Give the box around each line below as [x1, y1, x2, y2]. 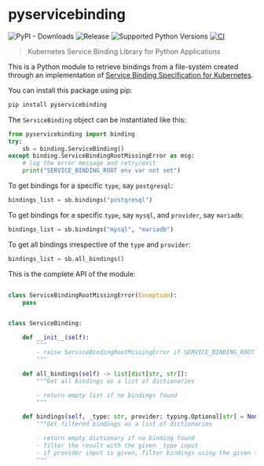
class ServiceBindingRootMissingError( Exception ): [8, 291, 178, 299]
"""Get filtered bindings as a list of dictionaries [36, 420, 213, 428]
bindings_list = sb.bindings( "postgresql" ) [8, 196, 153, 204]
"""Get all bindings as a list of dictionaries [36, 377, 195, 385]
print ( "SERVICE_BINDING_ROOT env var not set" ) [22, 167, 181, 174]
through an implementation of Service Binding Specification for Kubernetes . [8, 70, 254, 79]
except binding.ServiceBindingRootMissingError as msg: [8, 152, 195, 160]
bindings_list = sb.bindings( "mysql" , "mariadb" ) [8, 226, 174, 233]
